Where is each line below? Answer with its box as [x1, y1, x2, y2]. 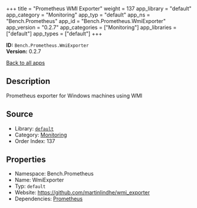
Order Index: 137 [14, 137, 55, 144]
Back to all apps [6, 59, 46, 66]
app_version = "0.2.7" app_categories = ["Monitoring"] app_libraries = [6, 24, 177, 31]
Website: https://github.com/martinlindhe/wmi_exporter [14, 189, 150, 196]
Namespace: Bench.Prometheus [14, 170, 94, 177]
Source [6, 109, 34, 119]
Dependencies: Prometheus [14, 195, 83, 203]
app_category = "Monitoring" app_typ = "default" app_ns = [6, 11, 150, 18]
